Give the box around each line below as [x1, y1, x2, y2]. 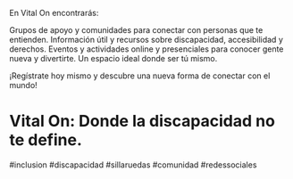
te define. [9, 130, 83, 151]
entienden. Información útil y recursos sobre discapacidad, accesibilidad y [9, 35, 283, 45]
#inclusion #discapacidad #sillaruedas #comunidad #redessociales [9, 159, 257, 170]
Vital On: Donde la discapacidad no [9, 111, 275, 132]
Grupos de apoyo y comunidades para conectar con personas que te [9, 25, 264, 35]
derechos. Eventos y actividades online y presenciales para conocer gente [9, 44, 284, 54]
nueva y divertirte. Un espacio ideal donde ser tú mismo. [9, 53, 218, 63]
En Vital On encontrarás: [9, 8, 99, 18]
